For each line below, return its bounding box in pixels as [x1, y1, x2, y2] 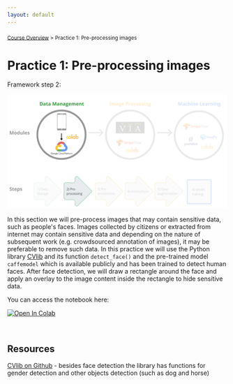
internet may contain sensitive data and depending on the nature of [7, 230, 201, 239]
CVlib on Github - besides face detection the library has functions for [7, 362, 206, 370]
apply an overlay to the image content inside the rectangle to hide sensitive [7, 274, 223, 283]
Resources [7, 343, 55, 355]
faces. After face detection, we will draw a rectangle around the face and [7, 267, 218, 276]
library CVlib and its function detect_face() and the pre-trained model [7, 252, 209, 261]
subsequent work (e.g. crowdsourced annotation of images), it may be [7, 237, 210, 246]
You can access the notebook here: [7, 295, 110, 304]
